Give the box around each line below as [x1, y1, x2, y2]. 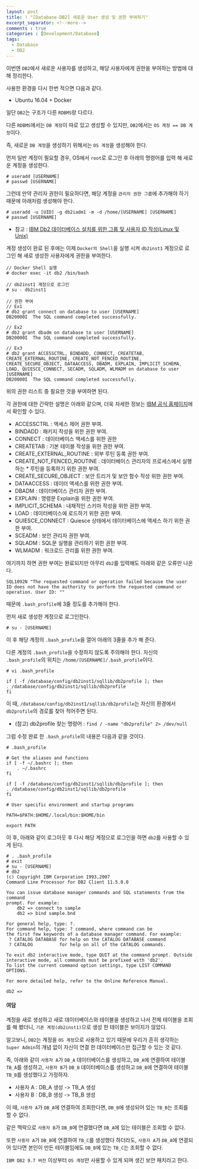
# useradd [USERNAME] [6, 173, 60, 179]
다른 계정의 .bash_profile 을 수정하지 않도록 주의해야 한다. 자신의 [6, 648, 159, 656]
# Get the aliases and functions [6, 755, 89, 761]
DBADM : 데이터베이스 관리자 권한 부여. [14, 487, 107, 494]
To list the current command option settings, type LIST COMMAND [6, 962, 171, 969]
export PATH [6, 822, 36, 829]
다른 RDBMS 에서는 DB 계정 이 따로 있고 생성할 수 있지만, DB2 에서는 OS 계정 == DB [6, 121, 187, 129]
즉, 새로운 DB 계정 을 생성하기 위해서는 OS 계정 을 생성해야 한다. [6, 141, 147, 149]
